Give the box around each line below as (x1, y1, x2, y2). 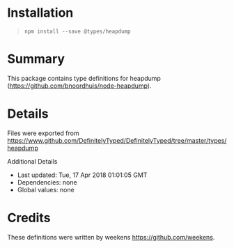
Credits (7, 210, 51, 226)
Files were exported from (7, 129, 79, 137)
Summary (7, 51, 65, 67)
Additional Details (7, 157, 58, 165)
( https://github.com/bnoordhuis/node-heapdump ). (7, 82, 152, 90)
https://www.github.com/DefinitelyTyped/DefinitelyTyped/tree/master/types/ (7, 136, 227, 144)
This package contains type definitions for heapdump (7, 74, 162, 82)
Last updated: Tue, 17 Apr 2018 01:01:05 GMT (17, 171, 148, 179)
